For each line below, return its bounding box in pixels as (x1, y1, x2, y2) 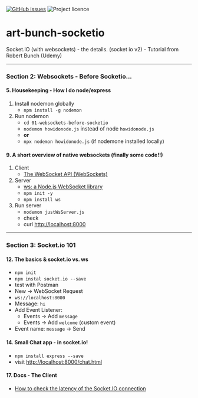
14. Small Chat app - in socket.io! (6, 338, 88, 345)
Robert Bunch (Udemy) (6, 52, 62, 59)
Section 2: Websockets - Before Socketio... (6, 72, 133, 80)
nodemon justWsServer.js (23, 210, 85, 216)
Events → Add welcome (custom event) (23, 319, 116, 326)
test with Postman (14, 281, 59, 289)
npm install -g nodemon (23, 107, 82, 113)
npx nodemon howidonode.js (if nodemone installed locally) (23, 138, 165, 145)
